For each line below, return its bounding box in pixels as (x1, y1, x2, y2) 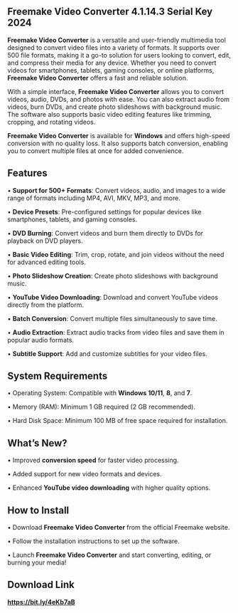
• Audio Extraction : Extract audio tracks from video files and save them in (7, 328, 225, 337)
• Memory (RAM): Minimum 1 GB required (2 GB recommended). (7, 402, 195, 412)
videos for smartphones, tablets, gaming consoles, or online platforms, (7, 66, 215, 74)
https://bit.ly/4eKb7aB (7, 597, 76, 606)
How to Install (7, 504, 70, 516)
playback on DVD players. (7, 236, 83, 245)
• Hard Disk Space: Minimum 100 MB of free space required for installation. (7, 416, 228, 425)
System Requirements (7, 370, 108, 382)
